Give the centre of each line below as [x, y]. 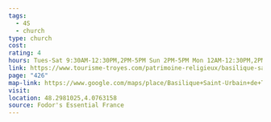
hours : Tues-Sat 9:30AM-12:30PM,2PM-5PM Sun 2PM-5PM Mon [106, 61]
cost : [17, 46]
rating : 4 [25, 53]
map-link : [25, 83]
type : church [30, 38]
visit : [19, 90]
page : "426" [28, 75]
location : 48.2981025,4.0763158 [63, 98]
